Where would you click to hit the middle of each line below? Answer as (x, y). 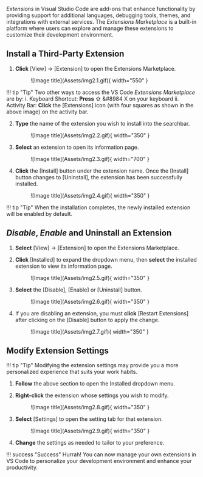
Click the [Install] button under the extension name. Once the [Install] (102, 171)
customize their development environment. (60, 35)
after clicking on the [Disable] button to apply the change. (87, 320)
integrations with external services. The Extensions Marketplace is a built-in (101, 22)
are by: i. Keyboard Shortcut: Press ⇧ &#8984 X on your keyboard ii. (93, 99)
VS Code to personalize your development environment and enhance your (99, 461)
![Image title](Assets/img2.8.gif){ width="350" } (90, 407)
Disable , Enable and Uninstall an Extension (89, 233)
